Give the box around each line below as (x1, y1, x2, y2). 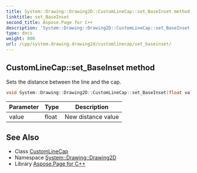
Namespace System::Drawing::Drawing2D (14, 154, 117, 161)
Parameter (9, 103, 39, 111)
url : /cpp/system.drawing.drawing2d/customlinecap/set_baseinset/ (6, 41, 172, 47)
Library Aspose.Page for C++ (14, 160, 86, 167)
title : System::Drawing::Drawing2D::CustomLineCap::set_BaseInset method (6, 8, 191, 15)
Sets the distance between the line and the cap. (6, 78, 121, 85)
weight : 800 (6, 36, 35, 41)
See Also (6, 132, 39, 142)
